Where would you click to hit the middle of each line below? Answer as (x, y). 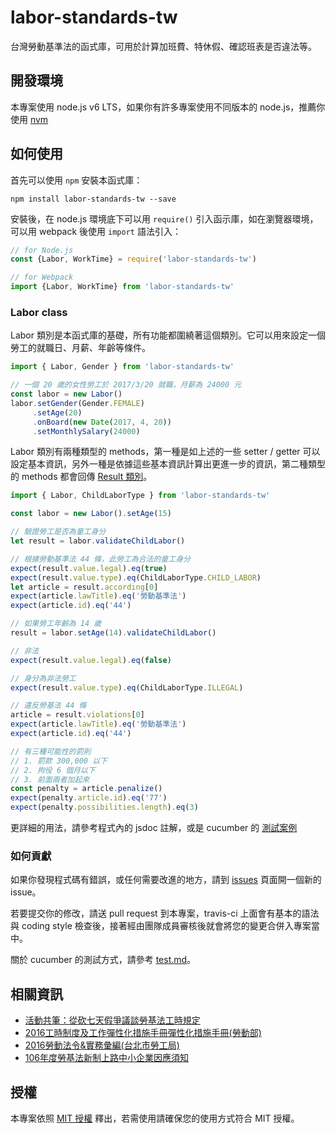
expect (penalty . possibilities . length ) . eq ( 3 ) (104, 807)
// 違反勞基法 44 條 (48, 706)
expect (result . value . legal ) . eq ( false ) (91, 660)
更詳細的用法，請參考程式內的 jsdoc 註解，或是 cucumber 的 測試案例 (154, 828)
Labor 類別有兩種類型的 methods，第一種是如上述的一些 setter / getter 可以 (165, 452)
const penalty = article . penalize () (86, 789)
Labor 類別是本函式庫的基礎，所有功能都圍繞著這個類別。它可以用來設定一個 (168, 335)
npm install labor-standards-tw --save (93, 199)
